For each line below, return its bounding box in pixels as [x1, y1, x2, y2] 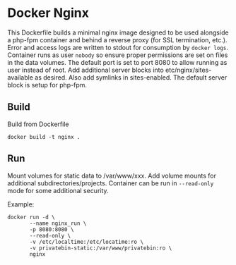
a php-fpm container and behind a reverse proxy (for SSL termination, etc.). [7, 35, 228, 44]
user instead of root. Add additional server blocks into [7, 66, 164, 74]
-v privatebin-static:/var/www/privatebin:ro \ [29, 245, 172, 252]
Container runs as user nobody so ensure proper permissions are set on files [7, 51, 228, 59]
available [7, 73, 34, 82]
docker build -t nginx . [7, 133, 81, 140]
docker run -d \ [7, 214, 55, 221]
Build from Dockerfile [7, 120, 69, 128]
